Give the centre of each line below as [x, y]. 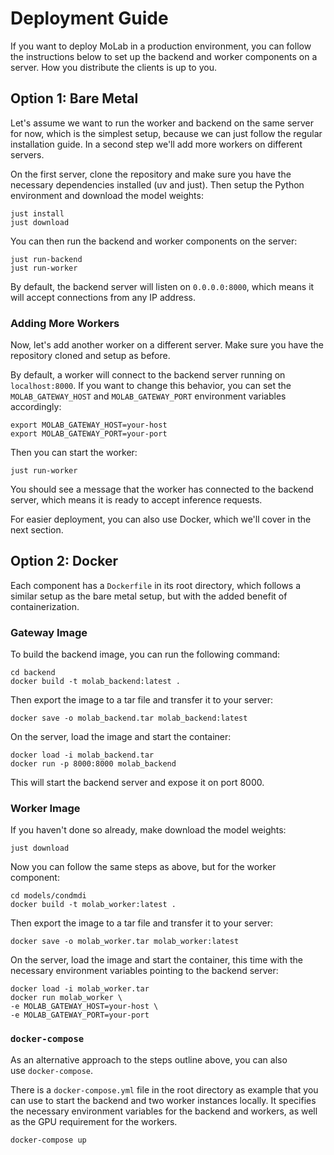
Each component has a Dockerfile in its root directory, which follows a [156, 585]
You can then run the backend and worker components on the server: [154, 241]
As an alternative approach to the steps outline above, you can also [149, 1059]
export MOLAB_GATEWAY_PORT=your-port [89, 434]
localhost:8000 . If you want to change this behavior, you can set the [151, 386]
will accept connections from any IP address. [103, 297]
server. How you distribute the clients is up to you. [113, 67]
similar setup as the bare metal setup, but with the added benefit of [149, 596]
